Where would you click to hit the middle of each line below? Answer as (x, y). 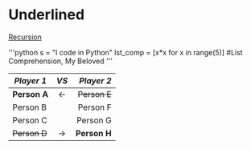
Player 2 (95, 80)
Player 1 (30, 80)
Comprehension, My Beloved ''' (60, 61)
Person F (95, 107)
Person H (93, 133)
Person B (29, 107)
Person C (30, 120)
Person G (94, 120)
